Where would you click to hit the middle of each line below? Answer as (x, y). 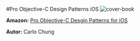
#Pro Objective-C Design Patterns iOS (53, 9)
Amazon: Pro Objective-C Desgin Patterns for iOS (67, 20)
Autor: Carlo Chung (30, 32)
